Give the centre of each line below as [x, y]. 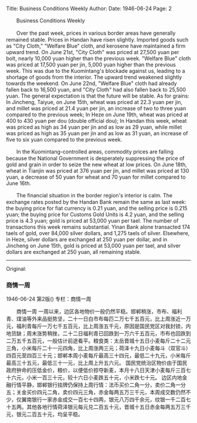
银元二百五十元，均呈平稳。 [50, 414]
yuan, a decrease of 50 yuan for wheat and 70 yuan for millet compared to [96, 177]
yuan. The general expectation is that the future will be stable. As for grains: [98, 96]
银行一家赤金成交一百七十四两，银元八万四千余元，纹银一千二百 [108, 399]
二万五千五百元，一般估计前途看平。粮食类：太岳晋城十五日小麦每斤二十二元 [98, 341]
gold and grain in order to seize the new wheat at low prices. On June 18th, [97, 164]
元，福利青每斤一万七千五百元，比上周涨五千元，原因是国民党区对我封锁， [96, 326]
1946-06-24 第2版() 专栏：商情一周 [49, 299]
